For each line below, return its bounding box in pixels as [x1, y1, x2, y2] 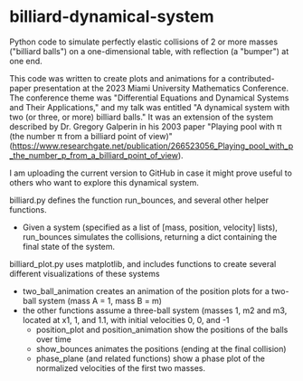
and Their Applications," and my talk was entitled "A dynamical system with [9, 101, 290, 112]
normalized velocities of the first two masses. [35, 362, 206, 373]
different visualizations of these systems [9, 268, 160, 279]
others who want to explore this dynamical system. [9, 176, 199, 187]
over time [35, 333, 72, 345]
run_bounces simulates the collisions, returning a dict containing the [22, 231, 278, 242]
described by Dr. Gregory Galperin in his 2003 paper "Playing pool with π [9, 120, 282, 132]
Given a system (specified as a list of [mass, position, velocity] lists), [22, 222, 279, 233]
